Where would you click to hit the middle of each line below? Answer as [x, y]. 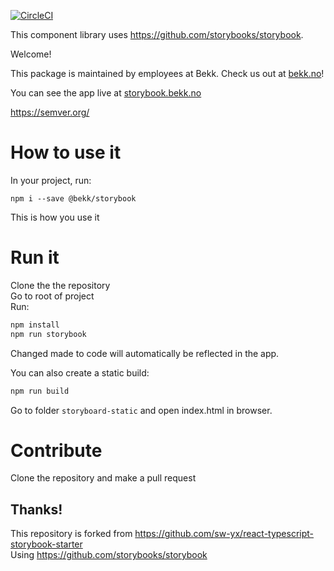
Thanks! [36, 509]
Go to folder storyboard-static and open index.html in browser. [141, 410]
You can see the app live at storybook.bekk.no [106, 93]
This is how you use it [55, 217]
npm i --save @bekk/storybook [73, 198]
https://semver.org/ [50, 112]
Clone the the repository [60, 285]
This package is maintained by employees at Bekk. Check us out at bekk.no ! [167, 73]
